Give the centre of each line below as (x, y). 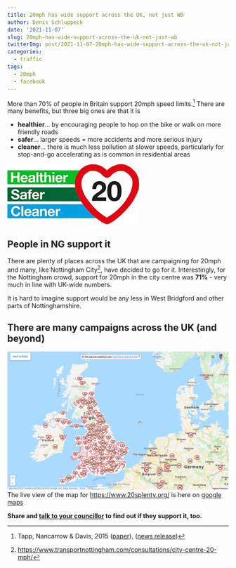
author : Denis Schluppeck (45, 22)
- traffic (28, 60)
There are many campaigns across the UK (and (112, 328)
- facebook (29, 81)
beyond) (26, 339)
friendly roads (38, 132)
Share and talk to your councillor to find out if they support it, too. (105, 516)
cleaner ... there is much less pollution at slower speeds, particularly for (120, 147)
